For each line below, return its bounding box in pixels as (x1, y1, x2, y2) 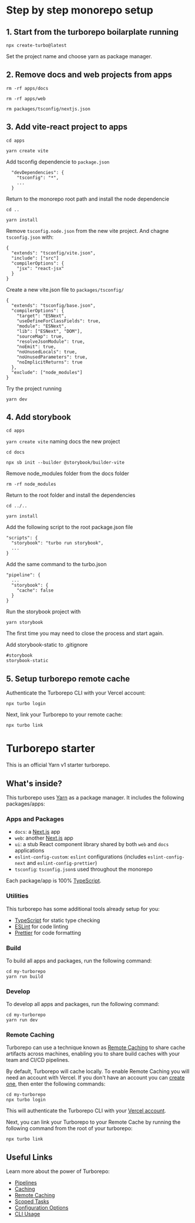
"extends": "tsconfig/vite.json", (11, 250, 96, 256)
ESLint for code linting (14, 923, 69, 930)
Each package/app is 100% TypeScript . (6, 877, 102, 884)
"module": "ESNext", (16, 323, 67, 329)
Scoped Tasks (14, 1198, 49, 1205)
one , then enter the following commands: (6, 1080, 106, 1088)
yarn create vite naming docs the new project (6, 438, 120, 445)
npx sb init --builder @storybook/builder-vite (6, 460, 125, 466)
